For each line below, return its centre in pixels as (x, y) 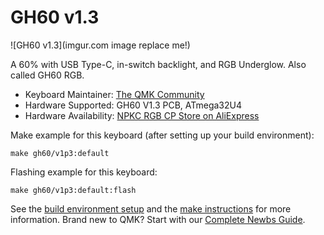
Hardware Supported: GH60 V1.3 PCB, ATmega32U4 (133, 105)
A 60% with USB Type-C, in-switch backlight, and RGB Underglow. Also (158, 64)
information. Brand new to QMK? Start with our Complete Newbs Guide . (158, 219)
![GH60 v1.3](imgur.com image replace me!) (100, 45)
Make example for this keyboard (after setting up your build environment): (162, 135)
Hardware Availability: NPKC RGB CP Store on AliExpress (142, 115)
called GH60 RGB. (47, 75)
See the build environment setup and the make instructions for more (151, 208)
